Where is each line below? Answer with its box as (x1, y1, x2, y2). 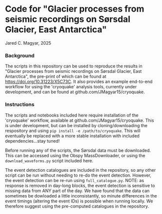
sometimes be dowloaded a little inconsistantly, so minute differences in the (5, 193, 157, 198)
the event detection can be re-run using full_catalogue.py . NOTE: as (5, 177, 144, 183)
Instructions (5, 101, 35, 108)
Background (5, 52, 35, 59)
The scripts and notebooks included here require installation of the (5, 112, 139, 118)
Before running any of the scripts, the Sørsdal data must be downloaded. (5, 147, 151, 153)
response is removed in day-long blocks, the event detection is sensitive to (5, 182, 155, 188)
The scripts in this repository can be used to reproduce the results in (5, 63, 143, 69)
